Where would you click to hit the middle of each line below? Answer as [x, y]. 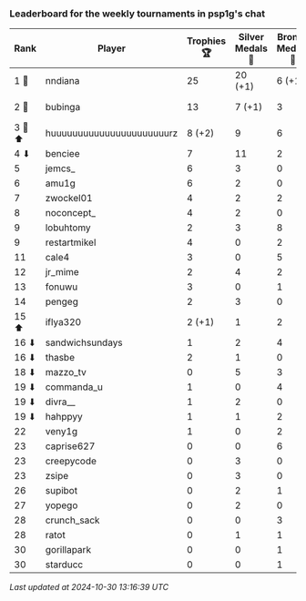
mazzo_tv [66, 372]
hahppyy [64, 417]
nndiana [62, 81]
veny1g [61, 432]
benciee [62, 154]
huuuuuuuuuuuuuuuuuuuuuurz [112, 133]
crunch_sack [72, 520]
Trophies [206, 41]
